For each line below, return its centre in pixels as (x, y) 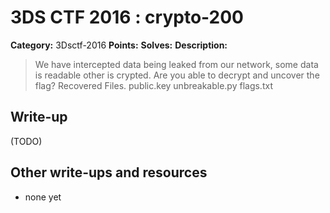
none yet (43, 197)
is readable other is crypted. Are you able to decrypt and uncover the (177, 75)
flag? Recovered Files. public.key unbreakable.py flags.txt (153, 85)
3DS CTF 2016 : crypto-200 (127, 17)
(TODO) (26, 141)
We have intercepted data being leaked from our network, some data (176, 64)
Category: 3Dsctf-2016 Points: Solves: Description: (119, 45)
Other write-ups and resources (109, 172)
